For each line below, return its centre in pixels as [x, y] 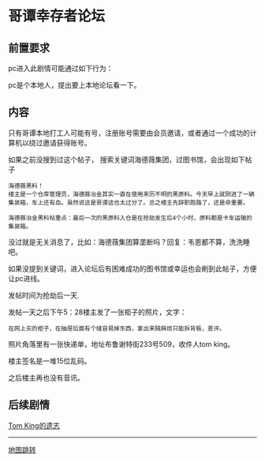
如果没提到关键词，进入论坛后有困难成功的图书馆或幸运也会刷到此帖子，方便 [132, 269]
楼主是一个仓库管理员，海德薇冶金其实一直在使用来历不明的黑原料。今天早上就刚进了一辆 [131, 194]
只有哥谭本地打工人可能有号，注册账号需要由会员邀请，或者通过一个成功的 [129, 133]
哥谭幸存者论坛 [57, 16]
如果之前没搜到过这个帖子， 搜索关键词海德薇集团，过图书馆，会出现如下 [127, 160]
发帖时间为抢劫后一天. [44, 295]
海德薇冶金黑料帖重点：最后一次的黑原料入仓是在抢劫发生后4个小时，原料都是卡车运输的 [130, 218]
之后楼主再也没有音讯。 [46, 377]
